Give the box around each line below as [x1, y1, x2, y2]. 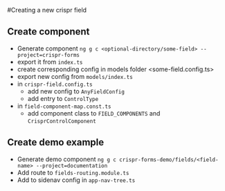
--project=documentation [35, 162, 108, 169]
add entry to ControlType [27, 94, 99, 102]
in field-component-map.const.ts [17, 102, 111, 110]
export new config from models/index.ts [17, 72, 133, 80]
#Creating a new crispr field [7, 6, 87, 14]
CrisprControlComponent [27, 118, 97, 125]
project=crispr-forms [17, 51, 80, 58]
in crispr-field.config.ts [17, 80, 93, 88]
